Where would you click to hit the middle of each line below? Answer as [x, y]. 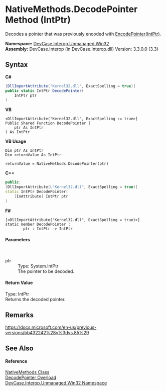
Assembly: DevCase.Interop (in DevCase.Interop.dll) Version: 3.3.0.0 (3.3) [82, 49]
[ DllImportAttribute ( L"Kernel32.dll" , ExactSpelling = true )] [71, 187]
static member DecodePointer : [38, 224]
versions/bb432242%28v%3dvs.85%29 [47, 332]
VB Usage [16, 141]
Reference [16, 361]
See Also [19, 349]
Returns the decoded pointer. [35, 300]
